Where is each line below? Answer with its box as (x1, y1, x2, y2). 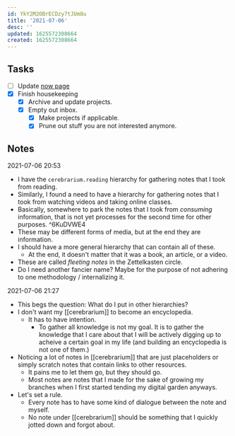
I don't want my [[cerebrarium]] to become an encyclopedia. (17, 308, 193, 316)
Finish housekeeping (17, 90, 78, 98)
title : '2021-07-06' (7, 17, 68, 24)
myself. (28, 406, 49, 414)
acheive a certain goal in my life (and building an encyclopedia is (38, 338, 227, 347)
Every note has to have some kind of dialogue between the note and (28, 398, 227, 407)
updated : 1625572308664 (7, 30, 78, 38)
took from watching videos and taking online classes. (17, 197, 173, 206)
